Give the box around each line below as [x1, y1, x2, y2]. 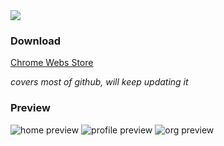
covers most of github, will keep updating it [10, 76, 189, 88]
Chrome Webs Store [10, 57, 94, 69]
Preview [10, 101, 51, 115]
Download [10, 34, 62, 48]
